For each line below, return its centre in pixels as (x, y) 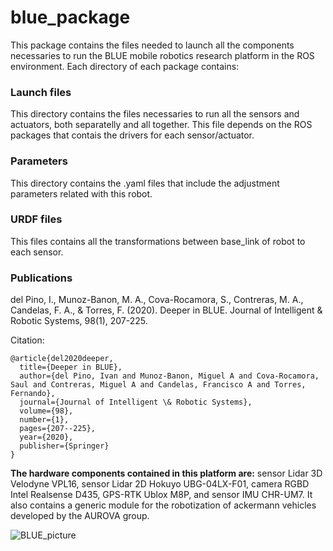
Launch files (41, 92)
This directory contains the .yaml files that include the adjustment (145, 183)
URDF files (36, 219)
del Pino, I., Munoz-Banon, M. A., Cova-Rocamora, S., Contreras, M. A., (157, 300)
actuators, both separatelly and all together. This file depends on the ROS (161, 125)
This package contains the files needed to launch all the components (152, 45)
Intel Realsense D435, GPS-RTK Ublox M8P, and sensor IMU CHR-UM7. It (161, 495)
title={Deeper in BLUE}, (71, 367)
